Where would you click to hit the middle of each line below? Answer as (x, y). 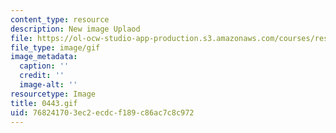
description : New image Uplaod (75, 29)
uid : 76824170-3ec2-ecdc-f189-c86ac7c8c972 (102, 112)
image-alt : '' (48, 85)
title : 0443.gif (44, 103)
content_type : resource (60, 19)
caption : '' (44, 66)
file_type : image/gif (55, 47)
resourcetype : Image (53, 94)
